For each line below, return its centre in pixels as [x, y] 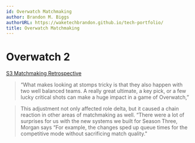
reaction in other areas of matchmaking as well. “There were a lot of [102, 115]
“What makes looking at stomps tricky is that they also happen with [101, 85]
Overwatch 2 [38, 57]
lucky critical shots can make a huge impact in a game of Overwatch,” [105, 97]
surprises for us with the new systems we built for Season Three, [99, 121]
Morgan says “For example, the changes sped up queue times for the [104, 128]
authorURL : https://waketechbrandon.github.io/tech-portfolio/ [85, 22]
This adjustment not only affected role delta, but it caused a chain [100, 109]
